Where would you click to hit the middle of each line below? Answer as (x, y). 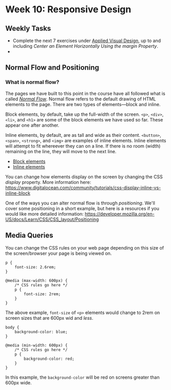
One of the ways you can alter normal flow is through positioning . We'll (80, 203)
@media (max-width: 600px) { (36, 280)
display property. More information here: (48, 182)
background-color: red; (49, 359)
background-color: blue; (41, 332)
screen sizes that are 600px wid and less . (49, 318)
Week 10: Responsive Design (68, 9)
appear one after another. (32, 125)
